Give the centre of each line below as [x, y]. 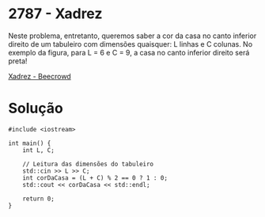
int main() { [30, 143]
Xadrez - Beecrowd [40, 76]
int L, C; [39, 150]
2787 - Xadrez [55, 14]
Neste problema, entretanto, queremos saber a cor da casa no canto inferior [132, 36]
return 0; [39, 199]
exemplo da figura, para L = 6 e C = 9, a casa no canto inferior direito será [129, 52]
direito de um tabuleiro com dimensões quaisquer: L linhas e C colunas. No [131, 44]
